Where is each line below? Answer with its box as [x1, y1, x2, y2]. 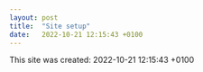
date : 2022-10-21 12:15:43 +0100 [9, 30, 143, 39]
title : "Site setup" [9, 22, 91, 31]
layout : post [9, 13, 59, 22]
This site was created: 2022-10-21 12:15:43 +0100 [9, 55, 195, 66]
